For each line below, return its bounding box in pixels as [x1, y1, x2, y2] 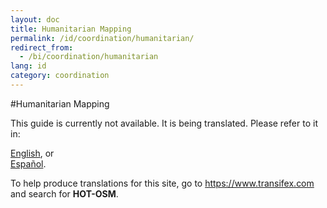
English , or [10, 147, 55, 159]
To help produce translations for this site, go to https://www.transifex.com [10, 177, 315, 189]
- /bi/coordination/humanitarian [19, 52, 159, 62]
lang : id [10, 61, 47, 71]
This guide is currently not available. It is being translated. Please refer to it [10, 117, 318, 129]
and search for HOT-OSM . [10, 187, 119, 200]
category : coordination [10, 71, 110, 81]
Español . [10, 157, 47, 170]
